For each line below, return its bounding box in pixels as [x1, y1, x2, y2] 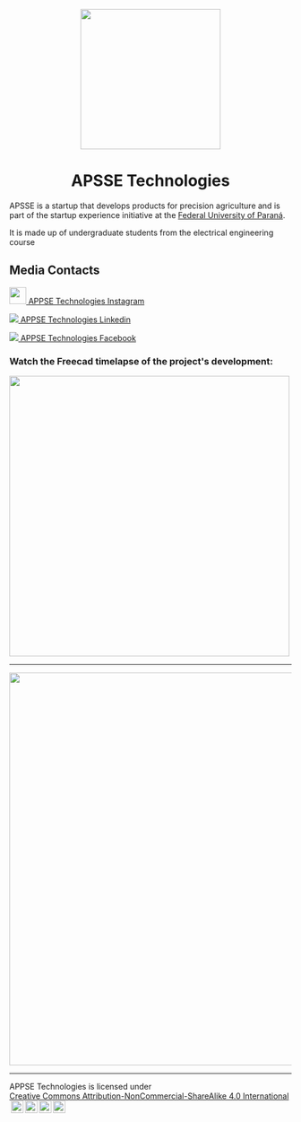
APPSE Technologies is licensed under [9, 1082, 152, 1092]
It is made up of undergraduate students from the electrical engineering [9, 227, 274, 238]
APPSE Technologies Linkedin [20, 314, 132, 325]
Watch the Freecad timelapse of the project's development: [9, 355, 273, 367]
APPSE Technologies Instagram [28, 295, 145, 306]
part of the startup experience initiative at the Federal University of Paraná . [9, 209, 286, 220]
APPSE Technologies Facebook [20, 332, 137, 343]
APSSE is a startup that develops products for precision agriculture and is [9, 200, 280, 211]
